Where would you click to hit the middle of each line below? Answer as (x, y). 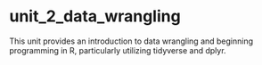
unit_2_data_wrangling (95, 16)
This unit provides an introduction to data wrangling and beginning (131, 41)
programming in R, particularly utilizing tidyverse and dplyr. (118, 50)
